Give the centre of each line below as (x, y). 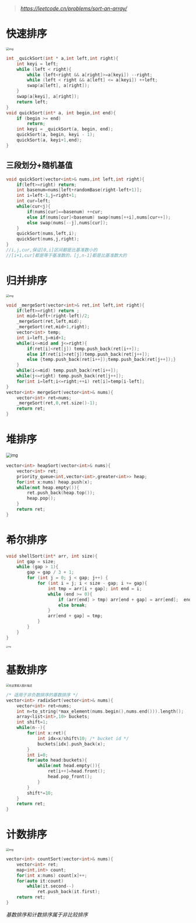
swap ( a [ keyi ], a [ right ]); (48, 97)
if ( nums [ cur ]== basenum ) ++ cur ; (65, 212)
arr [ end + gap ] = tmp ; (75, 616)
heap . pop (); (42, 498)
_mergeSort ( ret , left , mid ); (49, 322)
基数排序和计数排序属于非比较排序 (47, 914)
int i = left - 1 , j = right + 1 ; (47, 196)
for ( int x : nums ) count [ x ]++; (52, 876)
